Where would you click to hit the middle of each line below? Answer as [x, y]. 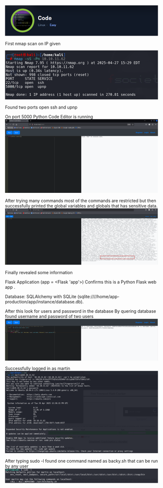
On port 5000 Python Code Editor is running [49, 116]
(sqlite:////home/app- [98, 297]
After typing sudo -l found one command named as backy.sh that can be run [81, 461]
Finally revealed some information [39, 273]
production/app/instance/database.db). [44, 302]
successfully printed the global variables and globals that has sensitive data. [81, 206]
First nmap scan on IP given [33, 43]
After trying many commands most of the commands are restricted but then [81, 201]
